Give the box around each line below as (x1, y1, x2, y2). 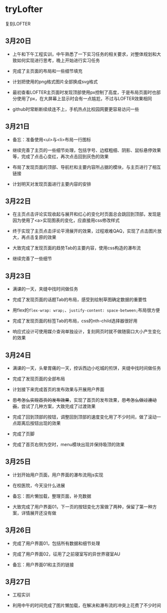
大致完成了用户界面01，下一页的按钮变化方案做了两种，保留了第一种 (12, 503, 153, 509)
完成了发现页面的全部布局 (12, 376, 65, 382)
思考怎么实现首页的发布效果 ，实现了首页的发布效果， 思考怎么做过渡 (12, 397, 153, 403)
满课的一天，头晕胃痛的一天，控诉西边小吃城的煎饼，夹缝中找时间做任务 (12, 365, 161, 371)
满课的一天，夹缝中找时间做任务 (12, 286, 78, 292)
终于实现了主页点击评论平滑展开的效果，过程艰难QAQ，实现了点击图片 (12, 228, 158, 234)
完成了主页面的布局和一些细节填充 (12, 68, 83, 74)
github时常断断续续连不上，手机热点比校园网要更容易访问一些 (12, 106, 140, 112)
